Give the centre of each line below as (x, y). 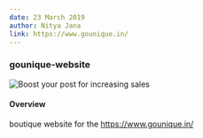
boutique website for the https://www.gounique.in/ (101, 124)
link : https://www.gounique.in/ (69, 34)
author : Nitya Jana (45, 26)
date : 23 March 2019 (47, 17)
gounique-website (50, 65)
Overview (27, 104)
